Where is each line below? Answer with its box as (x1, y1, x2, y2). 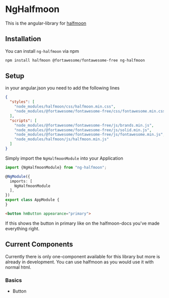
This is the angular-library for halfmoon (5, 20, 87, 26)
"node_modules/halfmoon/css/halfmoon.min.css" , (14, 104, 116, 109)
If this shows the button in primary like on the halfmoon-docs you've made (5, 220, 160, 226)
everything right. (5, 225, 40, 232)
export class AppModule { (5, 197, 59, 203)
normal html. (5, 264, 32, 270)
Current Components (5, 240, 73, 249)
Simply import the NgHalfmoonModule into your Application (5, 155, 123, 161)
